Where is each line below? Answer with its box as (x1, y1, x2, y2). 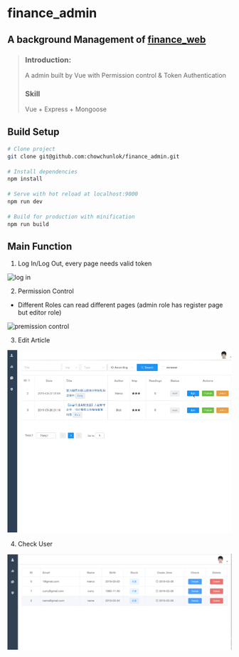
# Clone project (7, 145, 55, 153)
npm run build (7, 220, 50, 228)
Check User (17, 539, 53, 548)
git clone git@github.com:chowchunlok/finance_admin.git (7, 153, 180, 160)
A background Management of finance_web (7, 34, 206, 46)
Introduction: (24, 55, 72, 65)
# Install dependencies (7, 168, 78, 175)
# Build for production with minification (7, 213, 135, 220)
